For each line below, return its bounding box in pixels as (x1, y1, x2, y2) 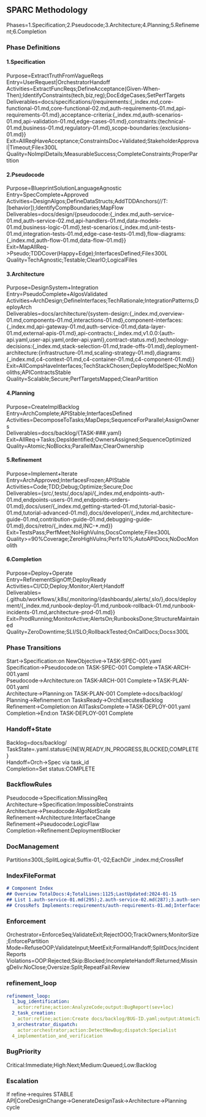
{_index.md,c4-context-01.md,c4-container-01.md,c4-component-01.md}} (6, 356, 195, 363)
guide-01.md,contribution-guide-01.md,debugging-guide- (6, 515, 153, 523)
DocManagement (6, 842, 59, 850)
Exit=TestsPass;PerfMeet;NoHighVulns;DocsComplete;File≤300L (6, 528, 170, 536)
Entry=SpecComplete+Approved (6, 191, 89, 198)
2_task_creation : (12, 1010, 56, 1016)
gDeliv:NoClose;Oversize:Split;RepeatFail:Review (6, 963, 130, 971)
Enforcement (6, 917, 46, 925)
